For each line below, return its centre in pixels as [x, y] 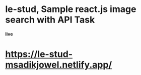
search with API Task [50, 20]
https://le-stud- [39, 54]
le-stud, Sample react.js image [71, 9]
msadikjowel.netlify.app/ [59, 65]
